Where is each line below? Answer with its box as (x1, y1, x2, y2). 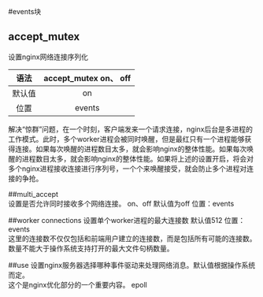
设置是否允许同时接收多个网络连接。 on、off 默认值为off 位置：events (8, 199, 235, 208)
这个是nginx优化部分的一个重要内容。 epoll (8, 280, 148, 289)
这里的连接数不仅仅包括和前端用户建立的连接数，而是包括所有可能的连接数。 (8, 233, 257, 243)
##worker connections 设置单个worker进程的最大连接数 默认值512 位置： (8, 215, 246, 225)
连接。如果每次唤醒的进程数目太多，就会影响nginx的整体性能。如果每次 (14, 144, 247, 154)
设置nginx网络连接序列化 (8, 52, 89, 61)
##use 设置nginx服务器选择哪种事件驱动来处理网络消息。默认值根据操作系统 (8, 260, 256, 269)
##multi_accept (8, 189, 59, 199)
